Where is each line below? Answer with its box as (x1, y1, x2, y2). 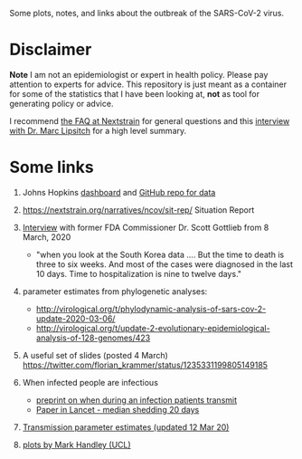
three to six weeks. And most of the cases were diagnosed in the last (35, 258, 294, 270)
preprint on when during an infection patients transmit (35, 394, 238, 406)
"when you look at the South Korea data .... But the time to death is (35, 249, 285, 260)
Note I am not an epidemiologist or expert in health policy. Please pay (9, 69, 269, 80)
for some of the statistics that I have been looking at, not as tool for (9, 88, 260, 99)
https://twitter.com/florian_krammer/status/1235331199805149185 (22, 359, 269, 370)
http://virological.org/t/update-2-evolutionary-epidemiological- (35, 322, 270, 333)
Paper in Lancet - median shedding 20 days (35, 404, 200, 415)
